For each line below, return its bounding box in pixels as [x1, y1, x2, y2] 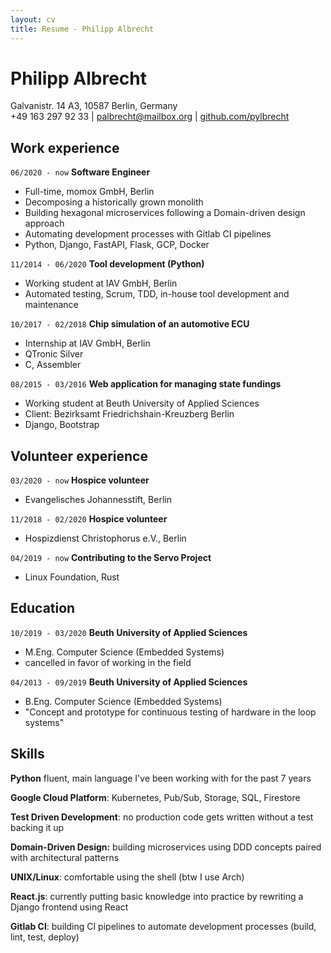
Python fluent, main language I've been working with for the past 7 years [10, 772, 312, 784]
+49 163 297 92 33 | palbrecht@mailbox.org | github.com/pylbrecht [10, 111, 290, 123]
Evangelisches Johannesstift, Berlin [24, 494, 172, 506]
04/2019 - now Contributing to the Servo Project [10, 552, 212, 564]
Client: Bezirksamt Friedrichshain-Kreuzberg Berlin [24, 408, 235, 420]
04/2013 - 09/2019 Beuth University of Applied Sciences [10, 676, 248, 688]
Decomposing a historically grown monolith [24, 196, 204, 208]
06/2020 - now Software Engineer [10, 166, 151, 178]
